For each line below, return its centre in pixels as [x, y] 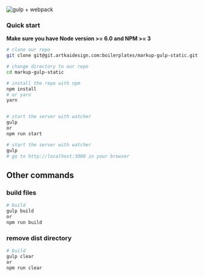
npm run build [24, 222]
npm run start [24, 134]
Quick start [24, 25]
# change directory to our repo [47, 67]
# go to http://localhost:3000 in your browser [68, 156]
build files [21, 193]
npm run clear [24, 268]
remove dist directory [39, 238]
